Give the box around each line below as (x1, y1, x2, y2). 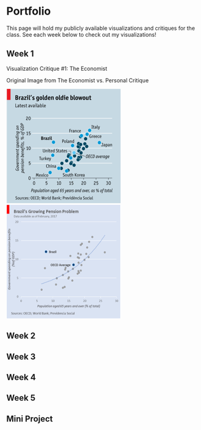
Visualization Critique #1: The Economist (6, 65, 108, 72)
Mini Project (6, 414, 53, 424)
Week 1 (6, 49, 34, 59)
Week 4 (6, 372, 37, 382)
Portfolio (6, 4, 51, 18)
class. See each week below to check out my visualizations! (6, 30, 157, 38)
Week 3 (6, 351, 36, 362)
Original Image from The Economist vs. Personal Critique (6, 76, 149, 84)
